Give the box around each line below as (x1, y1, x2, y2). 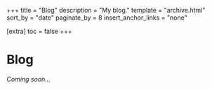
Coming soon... (6, 75, 51, 83)
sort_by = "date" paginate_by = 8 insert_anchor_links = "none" (6, 13, 187, 22)
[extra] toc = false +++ (6, 27, 72, 35)
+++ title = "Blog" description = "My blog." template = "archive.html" (6, 6, 206, 14)
